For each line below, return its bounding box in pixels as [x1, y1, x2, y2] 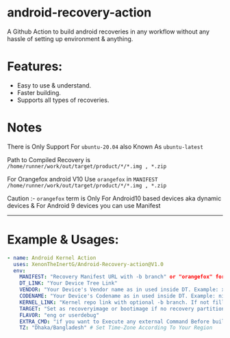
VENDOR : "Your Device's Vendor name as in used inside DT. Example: [19, 286, 219, 294]
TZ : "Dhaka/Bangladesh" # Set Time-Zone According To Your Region [19, 324, 213, 331]
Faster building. [16, 88, 62, 96]
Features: [7, 59, 63, 75]
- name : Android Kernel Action [7, 255, 97, 261]
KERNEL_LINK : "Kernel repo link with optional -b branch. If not [19, 299, 210, 306]
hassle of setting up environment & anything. [7, 34, 133, 42]
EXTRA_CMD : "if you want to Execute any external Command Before [19, 318, 210, 325]
